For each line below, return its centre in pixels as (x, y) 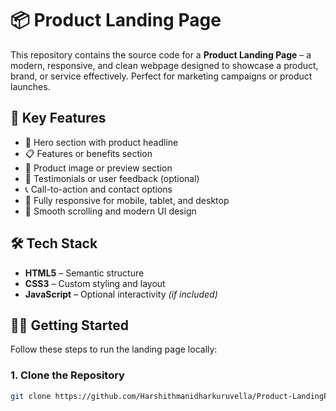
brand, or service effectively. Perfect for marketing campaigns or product (161, 76)
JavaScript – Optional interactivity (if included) (121, 294)
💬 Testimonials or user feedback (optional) (112, 178)
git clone (31, 396)
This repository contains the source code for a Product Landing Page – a (161, 54)
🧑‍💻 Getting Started (69, 325)
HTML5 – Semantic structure (84, 273)
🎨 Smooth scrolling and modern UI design (110, 211)
